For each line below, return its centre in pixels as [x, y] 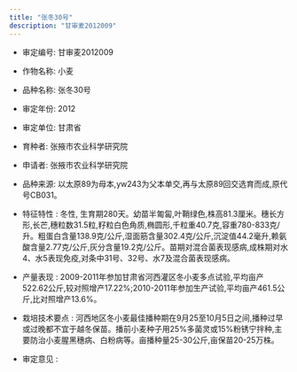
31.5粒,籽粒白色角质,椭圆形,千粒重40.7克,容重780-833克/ [177, 225]
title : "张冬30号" [41, 17]
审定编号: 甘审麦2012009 [67, 52]
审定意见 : [40, 359]
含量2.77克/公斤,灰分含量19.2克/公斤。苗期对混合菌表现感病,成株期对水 [159, 247]
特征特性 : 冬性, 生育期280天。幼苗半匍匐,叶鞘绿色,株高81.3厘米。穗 [145, 213]
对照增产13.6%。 [70, 298]
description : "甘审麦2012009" [63, 26]
